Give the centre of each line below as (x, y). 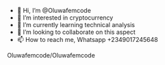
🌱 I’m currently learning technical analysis (76, 25)
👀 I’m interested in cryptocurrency (65, 18)
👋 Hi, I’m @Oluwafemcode (54, 10)
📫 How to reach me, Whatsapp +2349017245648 (88, 40)
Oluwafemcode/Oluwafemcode (51, 55)
